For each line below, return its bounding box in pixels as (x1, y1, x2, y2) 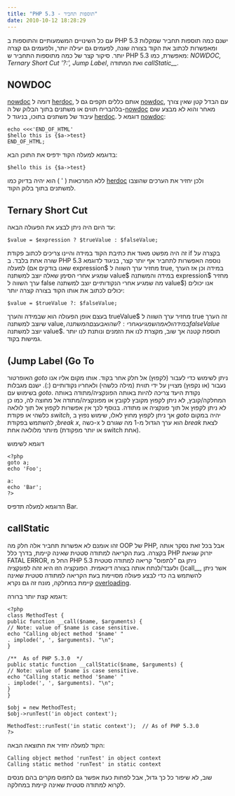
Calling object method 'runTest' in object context (7, 755, 161, 762)
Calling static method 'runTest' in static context (7, 760, 161, 768)
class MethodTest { (7, 612, 65, 619)
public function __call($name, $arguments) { (7, 618, 142, 625)
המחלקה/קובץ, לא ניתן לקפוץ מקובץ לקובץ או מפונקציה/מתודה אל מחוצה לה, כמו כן (7, 396, 227, 404)
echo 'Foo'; (7, 465, 42, 472)
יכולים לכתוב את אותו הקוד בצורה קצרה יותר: (7, 286, 125, 295)
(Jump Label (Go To (7, 355, 95, 367)
